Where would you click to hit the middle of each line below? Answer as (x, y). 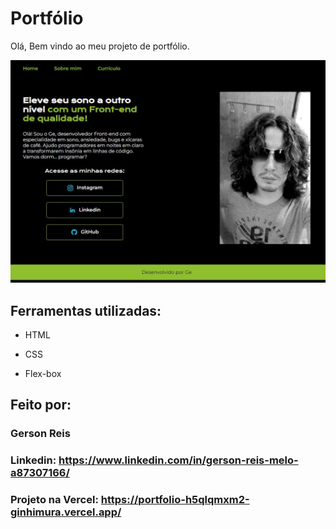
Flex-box (43, 374)
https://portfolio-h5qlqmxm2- (175, 500)
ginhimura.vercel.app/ (66, 512)
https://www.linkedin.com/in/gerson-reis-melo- (178, 460)
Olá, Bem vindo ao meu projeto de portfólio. (100, 46)
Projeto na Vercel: (54, 500)
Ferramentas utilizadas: (86, 310)
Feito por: (41, 405)
